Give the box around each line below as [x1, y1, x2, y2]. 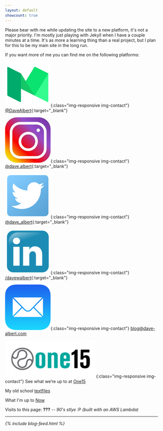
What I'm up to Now [5, 397, 45, 403]
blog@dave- [130, 325, 155, 331]
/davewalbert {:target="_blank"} [5, 274, 68, 281]
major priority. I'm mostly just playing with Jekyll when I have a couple [5, 32, 146, 38]
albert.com [5, 330, 27, 336]
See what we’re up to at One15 [25, 378, 86, 384]
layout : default [5, 8, 38, 13]
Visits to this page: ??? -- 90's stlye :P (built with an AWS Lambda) [5, 406, 139, 412]
